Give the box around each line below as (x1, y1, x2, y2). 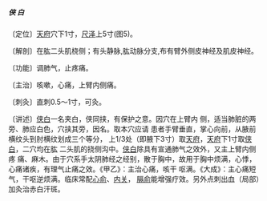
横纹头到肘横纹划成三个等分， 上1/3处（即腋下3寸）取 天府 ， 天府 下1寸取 (8, 134, 245, 143)
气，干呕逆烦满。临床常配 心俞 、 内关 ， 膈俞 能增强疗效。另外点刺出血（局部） (8, 174, 260, 183)
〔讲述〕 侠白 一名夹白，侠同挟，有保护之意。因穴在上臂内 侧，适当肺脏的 (8, 114, 249, 123)
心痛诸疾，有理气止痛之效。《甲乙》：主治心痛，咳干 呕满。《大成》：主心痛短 (8, 164, 257, 174)
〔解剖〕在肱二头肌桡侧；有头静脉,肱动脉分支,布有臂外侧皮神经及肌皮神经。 (8, 46, 259, 55)
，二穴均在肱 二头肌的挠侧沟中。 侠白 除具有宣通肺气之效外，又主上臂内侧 (15, 144, 257, 154)
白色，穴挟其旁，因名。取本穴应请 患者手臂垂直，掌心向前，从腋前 (35, 124, 257, 134)
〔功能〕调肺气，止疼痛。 (8, 62, 93, 72)
